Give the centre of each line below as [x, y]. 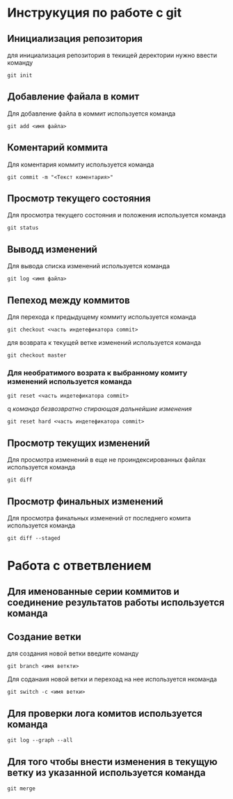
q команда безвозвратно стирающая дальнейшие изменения [100, 409]
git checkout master [37, 356]
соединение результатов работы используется [116, 602]
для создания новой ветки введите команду [73, 653]
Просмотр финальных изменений [85, 501]
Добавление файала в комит [73, 96]
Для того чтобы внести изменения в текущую [112, 762]
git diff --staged [34, 538]
